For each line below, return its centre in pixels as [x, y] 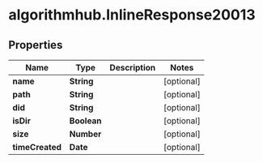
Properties [36, 45]
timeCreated [37, 147]
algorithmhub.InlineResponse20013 [132, 15]
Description [133, 68]
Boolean [86, 121]
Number [85, 134]
